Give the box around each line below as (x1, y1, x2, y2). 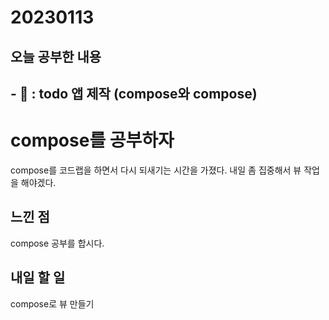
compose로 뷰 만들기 (10, 297, 95, 310)
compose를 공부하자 (10, 129, 175, 152)
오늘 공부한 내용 (10, 48, 102, 65)
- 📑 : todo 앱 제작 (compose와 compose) (10, 85, 258, 102)
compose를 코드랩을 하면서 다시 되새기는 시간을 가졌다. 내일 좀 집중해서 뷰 (10, 164, 302, 176)
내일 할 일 (10, 269, 66, 286)
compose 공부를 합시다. (10, 237, 105, 249)
